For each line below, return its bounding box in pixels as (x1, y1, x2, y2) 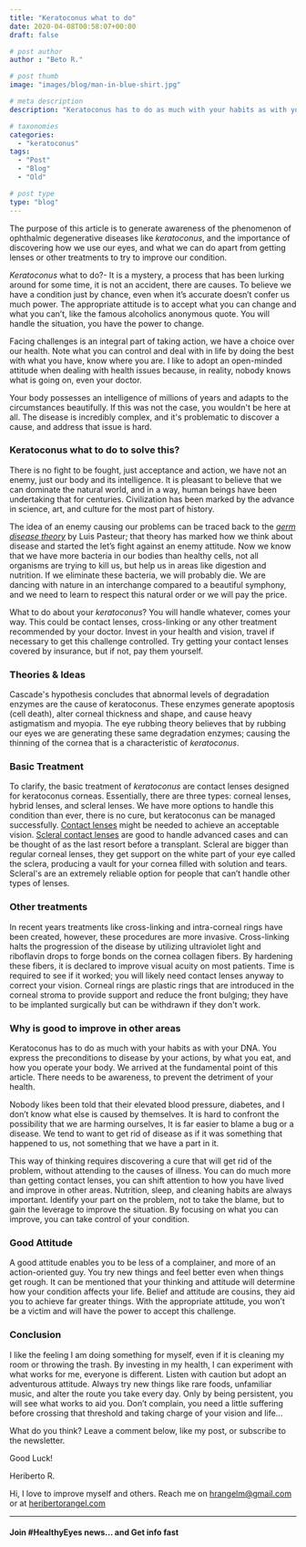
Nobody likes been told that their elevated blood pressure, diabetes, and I (9, 1099, 285, 1110)
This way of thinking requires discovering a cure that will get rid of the (9, 1155, 272, 1166)
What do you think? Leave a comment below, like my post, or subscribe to (9, 1425, 287, 1436)
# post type (9, 189, 55, 198)
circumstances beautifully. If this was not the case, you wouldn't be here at (9, 402, 291, 413)
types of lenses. (9, 878, 70, 889)
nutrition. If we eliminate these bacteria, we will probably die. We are (9, 570, 266, 580)
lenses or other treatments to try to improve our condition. (9, 252, 228, 263)
